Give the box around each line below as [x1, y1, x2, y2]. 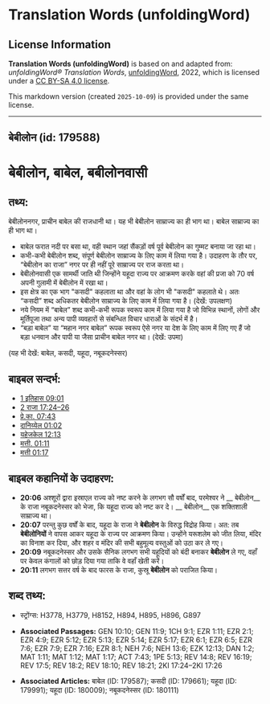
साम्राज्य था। [19, 511, 52, 521]
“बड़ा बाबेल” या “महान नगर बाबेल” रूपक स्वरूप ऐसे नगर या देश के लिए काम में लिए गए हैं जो [19, 323, 251, 333]
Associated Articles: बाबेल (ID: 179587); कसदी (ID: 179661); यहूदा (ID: [19, 676, 237, 686]
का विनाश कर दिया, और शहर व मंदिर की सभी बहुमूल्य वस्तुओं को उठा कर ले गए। [19, 538, 223, 548]
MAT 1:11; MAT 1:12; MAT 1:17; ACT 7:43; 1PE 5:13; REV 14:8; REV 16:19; [19, 652, 252, 661]
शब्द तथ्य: [8, 589, 46, 603]
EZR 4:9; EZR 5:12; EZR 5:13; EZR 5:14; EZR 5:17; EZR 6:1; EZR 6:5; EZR [19, 635, 253, 645]
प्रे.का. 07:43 [19, 411, 56, 421]
